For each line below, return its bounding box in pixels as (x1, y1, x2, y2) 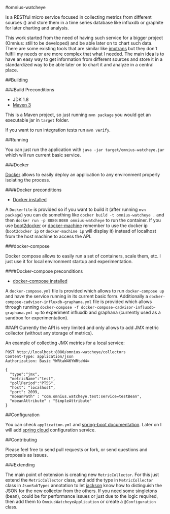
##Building (5, 77, 28, 83)
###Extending (5, 462, 35, 468)
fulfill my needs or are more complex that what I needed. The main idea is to (5, 51, 164, 57)
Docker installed (12, 197, 47, 202)
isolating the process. (5, 177, 51, 183)
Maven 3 (12, 102, 31, 108)
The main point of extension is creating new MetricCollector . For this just (5, 471, 159, 478)
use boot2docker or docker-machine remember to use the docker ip (5, 223, 148, 229)
